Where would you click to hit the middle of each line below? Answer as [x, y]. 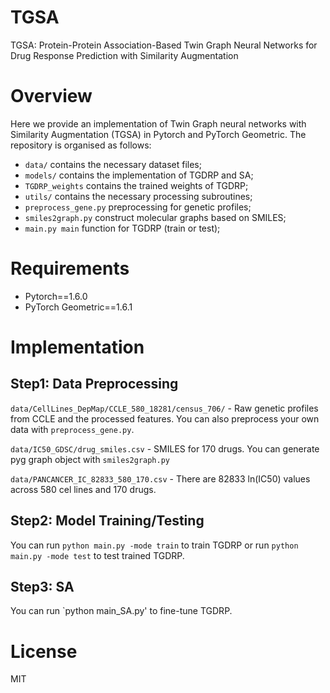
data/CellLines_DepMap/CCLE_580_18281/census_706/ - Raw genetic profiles [164, 408]
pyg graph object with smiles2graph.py [90, 459]
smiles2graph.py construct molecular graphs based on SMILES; [155, 217]
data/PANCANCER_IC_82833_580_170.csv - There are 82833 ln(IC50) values [160, 478]
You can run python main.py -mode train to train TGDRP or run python [154, 545]
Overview [51, 96]
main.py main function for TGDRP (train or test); [122, 228]
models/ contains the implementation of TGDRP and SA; [139, 175]
